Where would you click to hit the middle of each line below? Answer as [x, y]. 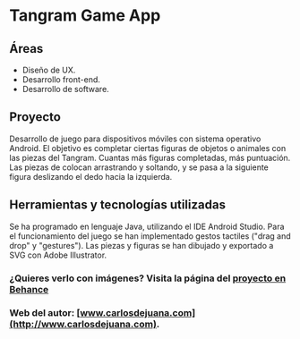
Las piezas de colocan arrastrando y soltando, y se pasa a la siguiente [139, 167]
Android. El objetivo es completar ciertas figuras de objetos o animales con [148, 148]
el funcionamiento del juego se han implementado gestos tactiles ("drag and [150, 236]
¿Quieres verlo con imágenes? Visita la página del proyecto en [148, 278]
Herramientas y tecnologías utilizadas [118, 205]
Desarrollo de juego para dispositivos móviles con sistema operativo [135, 139]
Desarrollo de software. [65, 89]
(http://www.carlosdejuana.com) [83, 325]
